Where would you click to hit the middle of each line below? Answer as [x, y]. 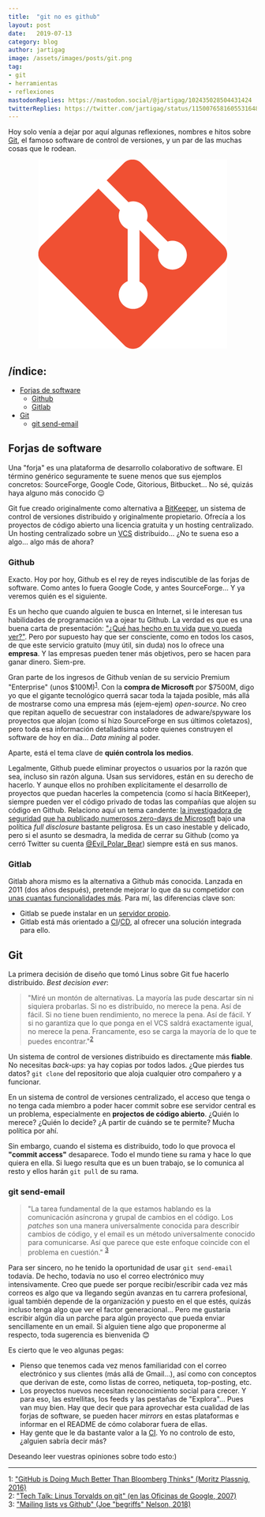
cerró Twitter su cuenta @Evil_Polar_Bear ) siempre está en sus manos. [123, 843]
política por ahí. [34, 1130]
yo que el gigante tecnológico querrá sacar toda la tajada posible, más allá [129, 695]
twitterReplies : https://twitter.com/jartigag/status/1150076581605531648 [134, 108]
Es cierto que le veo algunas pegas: [66, 1350]
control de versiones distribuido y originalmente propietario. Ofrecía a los [127, 516]
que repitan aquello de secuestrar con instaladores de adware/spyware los [130, 712]
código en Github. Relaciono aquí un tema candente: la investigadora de [125, 809]
